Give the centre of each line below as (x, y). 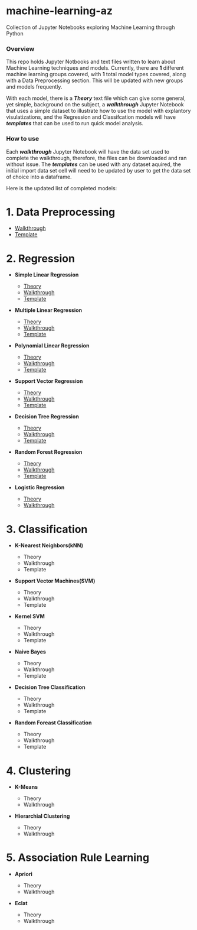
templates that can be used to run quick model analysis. (75, 123)
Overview (20, 48)
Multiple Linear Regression (48, 310)
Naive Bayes (30, 652)
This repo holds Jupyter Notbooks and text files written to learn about (91, 62)
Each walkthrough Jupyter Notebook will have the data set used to (88, 151)
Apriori (23, 874)
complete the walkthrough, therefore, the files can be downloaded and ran (96, 158)
